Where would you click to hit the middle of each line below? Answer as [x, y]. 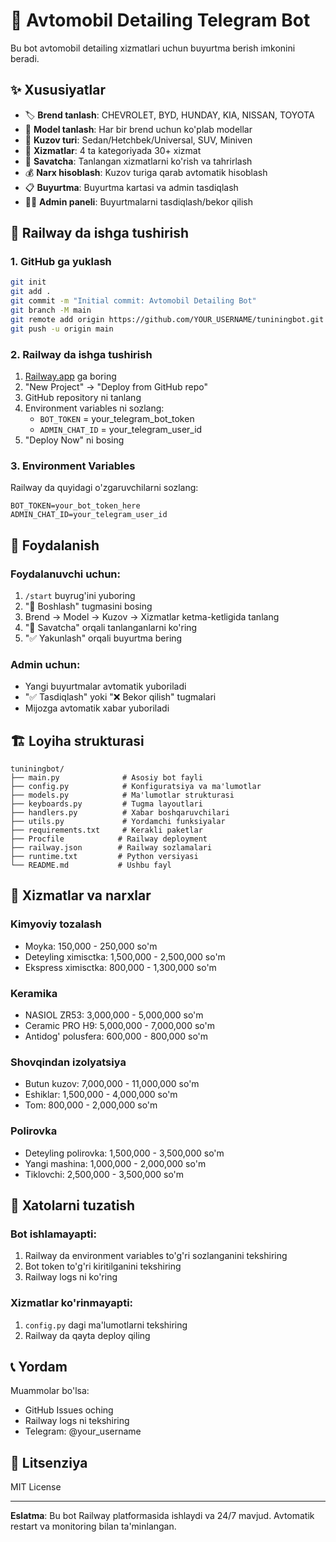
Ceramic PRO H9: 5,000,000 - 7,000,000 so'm [119, 1026]
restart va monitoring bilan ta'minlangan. [93, 1526]
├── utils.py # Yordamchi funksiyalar [118, 822]
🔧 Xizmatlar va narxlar [81, 895]
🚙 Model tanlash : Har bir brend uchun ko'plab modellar [138, 129]
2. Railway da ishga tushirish [81, 354]
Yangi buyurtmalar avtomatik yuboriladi [105, 686]
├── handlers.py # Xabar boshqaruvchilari [120, 813]
